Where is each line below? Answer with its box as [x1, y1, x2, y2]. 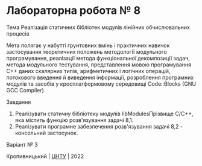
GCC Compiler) [6, 86, 44, 94]
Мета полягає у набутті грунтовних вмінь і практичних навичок [6, 42, 170, 49]
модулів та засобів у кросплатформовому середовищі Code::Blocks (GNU [6, 80, 197, 88]
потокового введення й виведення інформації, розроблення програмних [6, 74, 194, 81]
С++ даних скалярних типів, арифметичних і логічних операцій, [6, 67, 171, 74]
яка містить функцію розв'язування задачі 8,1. [14, 116, 134, 124]
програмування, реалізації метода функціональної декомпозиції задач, [6, 54, 190, 62]
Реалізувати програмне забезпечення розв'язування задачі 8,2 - [14, 123, 183, 130]
